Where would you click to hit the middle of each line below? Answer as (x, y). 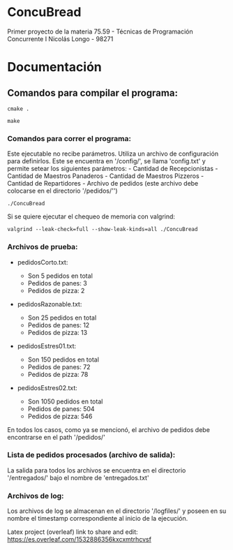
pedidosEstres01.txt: (47, 345)
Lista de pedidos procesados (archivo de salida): (91, 455)
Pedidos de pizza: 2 (56, 290)
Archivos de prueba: (43, 247)
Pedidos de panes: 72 (59, 366)
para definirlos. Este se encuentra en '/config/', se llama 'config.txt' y (106, 161)
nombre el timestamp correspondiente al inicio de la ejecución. (98, 519)
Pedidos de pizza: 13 (58, 332)
